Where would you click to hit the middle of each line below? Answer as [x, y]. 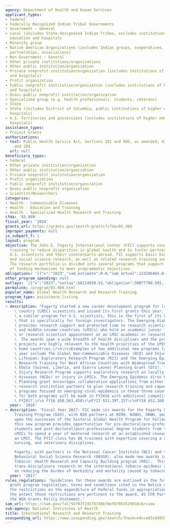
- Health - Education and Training [43, 208]
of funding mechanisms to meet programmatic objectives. [71, 269]
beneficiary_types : [26, 156]
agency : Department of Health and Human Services [59, 10]
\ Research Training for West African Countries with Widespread [85, 363]
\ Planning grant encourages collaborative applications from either [89, 382]
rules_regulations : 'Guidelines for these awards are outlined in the [81, 480]
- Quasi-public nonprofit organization [47, 189]
